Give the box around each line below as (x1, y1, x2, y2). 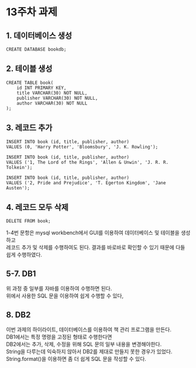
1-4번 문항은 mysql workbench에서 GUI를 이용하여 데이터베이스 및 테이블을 (6, 229, 180, 237)
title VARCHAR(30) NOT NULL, (16, 90, 88, 96)
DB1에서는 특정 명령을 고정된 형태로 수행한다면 (6, 333, 112, 340)
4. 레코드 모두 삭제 (6, 202, 69, 212)
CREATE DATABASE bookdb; (6, 46, 67, 52)
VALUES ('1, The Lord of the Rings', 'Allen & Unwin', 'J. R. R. (6, 159, 169, 165)
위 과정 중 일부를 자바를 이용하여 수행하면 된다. (6, 285, 112, 292)
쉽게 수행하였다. (6, 251, 43, 258)
